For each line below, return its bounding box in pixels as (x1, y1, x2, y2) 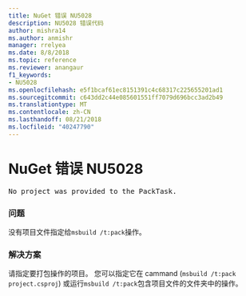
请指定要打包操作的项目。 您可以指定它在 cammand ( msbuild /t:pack (8, 269, 236, 278)
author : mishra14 (8, 26, 66, 34)
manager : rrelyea (8, 41, 66, 49)
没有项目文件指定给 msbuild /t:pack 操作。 (8, 227, 146, 236)
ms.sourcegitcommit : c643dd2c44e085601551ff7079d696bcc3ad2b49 (8, 93, 224, 101)
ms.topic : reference (8, 57, 77, 65)
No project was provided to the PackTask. (8, 187, 177, 195)
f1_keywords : (8, 71, 52, 79)
